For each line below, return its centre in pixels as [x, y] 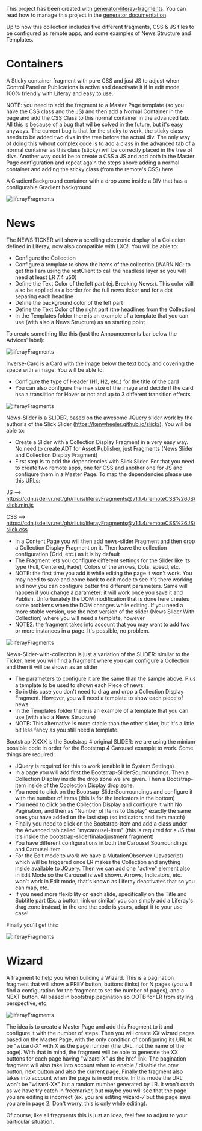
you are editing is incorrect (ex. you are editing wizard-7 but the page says [99, 1097]
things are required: [31, 754]
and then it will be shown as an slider [52, 667]
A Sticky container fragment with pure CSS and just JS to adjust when [93, 80]
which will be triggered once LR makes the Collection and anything [98, 862]
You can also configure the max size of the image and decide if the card [104, 387]
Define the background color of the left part [69, 302]
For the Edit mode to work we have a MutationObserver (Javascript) [99, 856]
